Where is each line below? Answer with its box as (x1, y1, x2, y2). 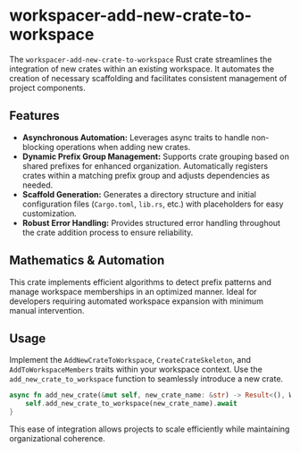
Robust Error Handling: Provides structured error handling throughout (21, 217, 281, 228)
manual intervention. (9, 305, 85, 315)
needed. (21, 180, 54, 190)
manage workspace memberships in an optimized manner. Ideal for (9, 286, 257, 297)
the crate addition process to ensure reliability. (21, 227, 194, 238)
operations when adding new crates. (56, 141, 191, 152)
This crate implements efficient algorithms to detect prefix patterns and (9, 276, 272, 287)
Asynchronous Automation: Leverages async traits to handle (21, 131, 250, 143)
